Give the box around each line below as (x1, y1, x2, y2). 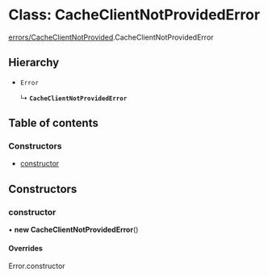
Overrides (8, 243, 43, 253)
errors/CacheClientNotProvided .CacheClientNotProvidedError (8, 32, 214, 42)
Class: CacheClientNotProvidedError (8, 6, 261, 24)
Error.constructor (8, 261, 66, 271)
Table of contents (8, 116, 98, 130)
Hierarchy (8, 56, 60, 69)
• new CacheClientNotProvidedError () (8, 225, 139, 235)
